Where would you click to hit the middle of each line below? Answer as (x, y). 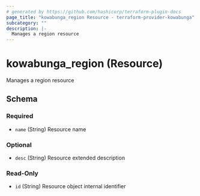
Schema (22, 99)
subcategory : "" (26, 23)
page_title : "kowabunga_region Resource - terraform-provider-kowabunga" (101, 17)
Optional (19, 144)
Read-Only (23, 173)
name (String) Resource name (50, 129)
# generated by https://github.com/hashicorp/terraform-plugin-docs (94, 12)
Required (20, 116)
